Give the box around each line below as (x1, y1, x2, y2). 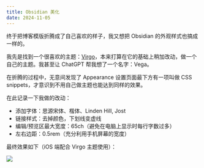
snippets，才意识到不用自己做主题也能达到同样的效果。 (6, 81, 146, 89)
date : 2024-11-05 (6, 15, 51, 21)
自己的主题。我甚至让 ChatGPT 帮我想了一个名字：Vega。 (6, 60, 153, 68)
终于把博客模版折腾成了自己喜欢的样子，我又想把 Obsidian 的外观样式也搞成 (6, 32, 198, 40)
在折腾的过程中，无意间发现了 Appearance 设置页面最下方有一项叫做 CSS (6, 73, 192, 81)
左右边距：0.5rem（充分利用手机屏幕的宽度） (15, 130, 130, 137)
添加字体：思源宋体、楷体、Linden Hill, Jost (15, 107, 126, 114)
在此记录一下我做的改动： (6, 94, 71, 101)
